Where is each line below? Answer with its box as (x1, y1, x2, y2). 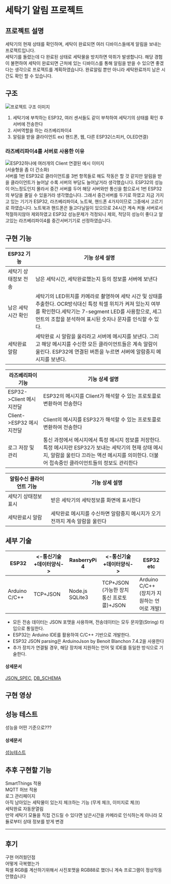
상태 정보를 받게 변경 (22, 819, 64, 825)
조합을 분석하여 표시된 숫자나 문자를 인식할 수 (50, 316, 153, 323)
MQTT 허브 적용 (5, 787, 38, 793)
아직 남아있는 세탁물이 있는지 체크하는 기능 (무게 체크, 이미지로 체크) (5, 799, 140, 805)
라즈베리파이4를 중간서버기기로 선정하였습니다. (18, 218, 112, 224)
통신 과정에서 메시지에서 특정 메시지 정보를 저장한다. (43, 436, 161, 444)
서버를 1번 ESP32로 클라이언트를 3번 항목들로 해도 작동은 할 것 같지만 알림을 (5, 173, 157, 179)
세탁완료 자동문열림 (5, 806, 44, 812)
